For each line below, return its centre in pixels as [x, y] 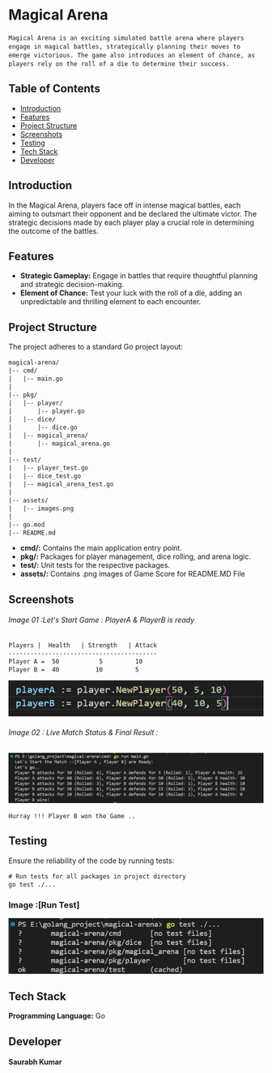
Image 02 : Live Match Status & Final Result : [83, 732]
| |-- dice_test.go [45, 476]
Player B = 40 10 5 [74, 670]
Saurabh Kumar [35, 1062]
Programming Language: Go [57, 1016]
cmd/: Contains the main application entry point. [101, 548]
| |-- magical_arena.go [59, 444]
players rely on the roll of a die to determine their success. [119, 64]
